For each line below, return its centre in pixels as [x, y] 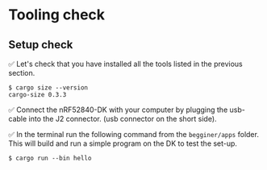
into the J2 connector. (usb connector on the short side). [123, 119]
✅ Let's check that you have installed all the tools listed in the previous [126, 64]
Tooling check [57, 15]
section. [22, 73]
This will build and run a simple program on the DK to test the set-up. [123, 143]
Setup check [41, 45]
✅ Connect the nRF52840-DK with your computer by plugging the [118, 110]
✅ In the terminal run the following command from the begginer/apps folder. [134, 134]
